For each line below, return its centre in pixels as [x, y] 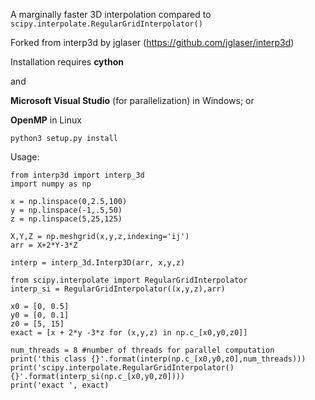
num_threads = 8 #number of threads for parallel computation [142, 350]
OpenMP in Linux [46, 120]
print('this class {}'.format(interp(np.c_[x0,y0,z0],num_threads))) [158, 359]
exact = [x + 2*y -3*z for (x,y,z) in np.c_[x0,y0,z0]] [129, 333]
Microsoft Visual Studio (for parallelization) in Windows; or [132, 100]
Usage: [25, 157]
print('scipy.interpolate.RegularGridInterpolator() [122, 368]
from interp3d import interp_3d [77, 175]
